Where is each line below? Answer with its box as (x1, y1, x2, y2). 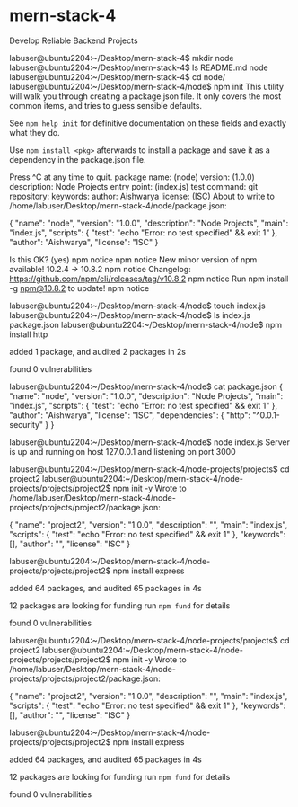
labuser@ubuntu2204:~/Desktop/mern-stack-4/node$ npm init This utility (9, 81, 285, 92)
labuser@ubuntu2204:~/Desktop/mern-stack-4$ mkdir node (9, 52, 234, 63)
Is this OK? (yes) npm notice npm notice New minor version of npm (9, 253, 258, 265)
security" (9, 419, 43, 430)
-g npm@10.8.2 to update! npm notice (9, 282, 150, 293)
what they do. (9, 127, 60, 137)
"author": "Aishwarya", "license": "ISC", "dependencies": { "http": (9, 410, 251, 421)
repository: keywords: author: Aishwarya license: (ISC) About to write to (9, 191, 276, 201)
